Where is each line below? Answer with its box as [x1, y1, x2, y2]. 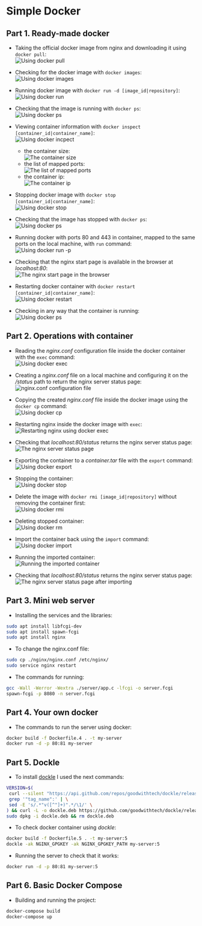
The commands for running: [14, 673, 84, 681]
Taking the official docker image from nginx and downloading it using [14, 44, 186, 51]
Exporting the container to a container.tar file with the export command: [14, 456, 194, 464]
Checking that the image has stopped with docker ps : [14, 216, 147, 222]
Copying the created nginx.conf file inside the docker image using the [14, 396, 188, 403]
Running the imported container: [14, 553, 96, 561]
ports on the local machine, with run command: [14, 240, 132, 247]
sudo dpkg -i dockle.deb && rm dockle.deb [6, 813, 114, 819]
